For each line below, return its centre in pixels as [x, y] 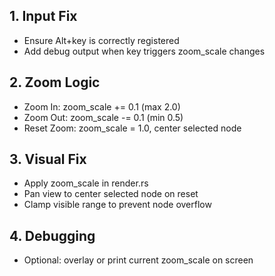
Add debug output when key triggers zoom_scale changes [144, 51]
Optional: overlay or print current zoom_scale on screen [138, 260]
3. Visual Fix [48, 159]
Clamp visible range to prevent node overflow [117, 205]
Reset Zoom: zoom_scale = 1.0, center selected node [132, 128]
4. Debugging [52, 235]
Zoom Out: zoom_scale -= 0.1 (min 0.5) [103, 117]
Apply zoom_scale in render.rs [86, 183]
